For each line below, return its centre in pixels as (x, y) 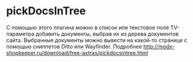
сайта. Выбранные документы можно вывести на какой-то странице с (97, 40)
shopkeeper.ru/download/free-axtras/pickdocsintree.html (77, 52)
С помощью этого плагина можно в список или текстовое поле (88, 27)
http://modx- (159, 46)
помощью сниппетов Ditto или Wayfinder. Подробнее (74, 46)
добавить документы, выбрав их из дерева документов (107, 33)
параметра (20, 33)
